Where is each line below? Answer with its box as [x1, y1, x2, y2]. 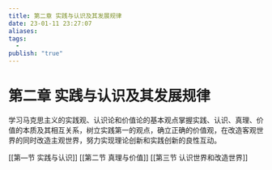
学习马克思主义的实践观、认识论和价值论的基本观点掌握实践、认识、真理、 [8, 115, 257, 125]
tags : [8, 34, 27, 43]
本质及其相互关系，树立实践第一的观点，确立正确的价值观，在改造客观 [22, 125, 257, 134]
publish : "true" [8, 49, 63, 57]
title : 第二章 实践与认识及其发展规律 [8, 11, 122, 20]
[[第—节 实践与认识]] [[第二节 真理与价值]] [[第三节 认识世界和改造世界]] [8, 152, 249, 162]
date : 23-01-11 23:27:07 [8, 19, 92, 28]
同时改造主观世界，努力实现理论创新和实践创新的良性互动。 [22, 135, 221, 145]
